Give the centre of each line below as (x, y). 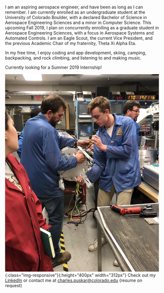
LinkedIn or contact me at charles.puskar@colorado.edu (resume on (74, 280)
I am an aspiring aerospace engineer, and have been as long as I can (74, 7)
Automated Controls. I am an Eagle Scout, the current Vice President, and (79, 38)
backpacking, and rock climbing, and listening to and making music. (73, 58)
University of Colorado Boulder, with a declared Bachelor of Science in (76, 17)
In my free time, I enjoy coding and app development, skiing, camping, (76, 53)
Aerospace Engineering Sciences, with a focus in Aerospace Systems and (79, 33)
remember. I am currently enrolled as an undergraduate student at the (75, 12)
